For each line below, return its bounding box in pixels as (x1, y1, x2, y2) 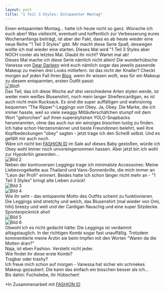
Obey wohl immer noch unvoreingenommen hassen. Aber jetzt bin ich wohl (5, 146, 158, 152)
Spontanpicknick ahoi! (5, 209, 50, 215)
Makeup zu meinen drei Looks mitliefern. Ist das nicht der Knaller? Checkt (5, 67, 156, 73)
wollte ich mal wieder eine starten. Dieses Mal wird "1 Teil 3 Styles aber (5, 46, 150, 52)
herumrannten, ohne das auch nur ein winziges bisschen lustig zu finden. (5, 119, 155, 126)
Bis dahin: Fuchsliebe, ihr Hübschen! (5, 272, 80, 278)
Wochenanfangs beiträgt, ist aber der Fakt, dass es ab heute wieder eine (5, 36, 153, 42)
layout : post (5, 7, 32, 12)
